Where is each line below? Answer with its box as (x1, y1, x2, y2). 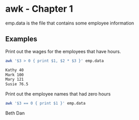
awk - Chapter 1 (5, 3, 73, 15)
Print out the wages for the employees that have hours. (5, 48, 121, 54)
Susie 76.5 (5, 82, 29, 87)
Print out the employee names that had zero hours (5, 91, 111, 97)
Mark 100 (5, 72, 24, 77)
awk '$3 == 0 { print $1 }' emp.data (5, 101, 86, 106)
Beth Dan (5, 110, 25, 116)
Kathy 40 (5, 67, 24, 73)
